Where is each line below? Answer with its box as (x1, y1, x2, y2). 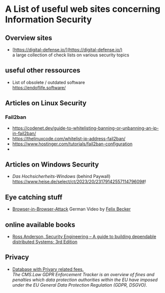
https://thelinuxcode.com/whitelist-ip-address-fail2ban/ (12, 135, 126, 141)
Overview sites (5, 34, 53, 42)
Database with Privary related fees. (12, 266, 84, 272)
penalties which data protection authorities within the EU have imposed (12, 277, 158, 283)
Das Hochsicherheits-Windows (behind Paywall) (12, 173, 111, 179)
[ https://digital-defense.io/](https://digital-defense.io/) (12, 47, 123, 52)
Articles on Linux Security (5, 99, 87, 107)
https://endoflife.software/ (12, 84, 66, 90)
